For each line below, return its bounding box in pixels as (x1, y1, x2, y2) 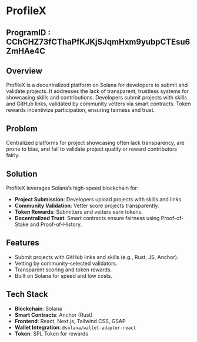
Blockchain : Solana (14, 305, 62, 312)
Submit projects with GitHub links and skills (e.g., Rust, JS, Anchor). (14, 253, 179, 260)
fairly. (6, 152, 20, 159)
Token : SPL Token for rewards (14, 330, 88, 337)
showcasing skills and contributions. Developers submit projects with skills (6, 94, 187, 101)
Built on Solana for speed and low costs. (14, 272, 113, 279)
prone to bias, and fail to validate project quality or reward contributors (6, 145, 178, 152)
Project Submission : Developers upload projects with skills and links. (14, 196, 183, 203)
